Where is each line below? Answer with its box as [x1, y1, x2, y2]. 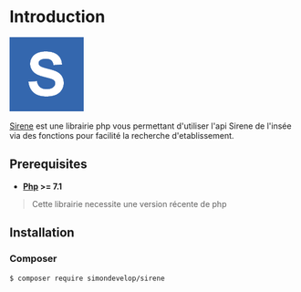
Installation [9, 225, 75, 241]
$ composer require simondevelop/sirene [9, 274, 166, 284]
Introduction [9, 6, 106, 27]
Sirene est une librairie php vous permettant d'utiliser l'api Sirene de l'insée [9, 120, 292, 131]
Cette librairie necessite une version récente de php [31, 198, 227, 209]
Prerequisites [9, 157, 88, 172]
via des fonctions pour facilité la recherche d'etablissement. [9, 130, 234, 141]
